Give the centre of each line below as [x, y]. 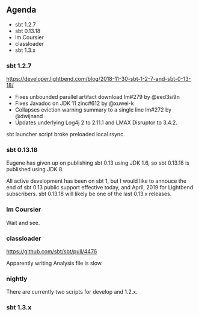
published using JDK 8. [35, 169]
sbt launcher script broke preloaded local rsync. [66, 134]
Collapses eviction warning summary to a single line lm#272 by [93, 110]
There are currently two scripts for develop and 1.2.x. [72, 292]
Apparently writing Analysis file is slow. [55, 263]
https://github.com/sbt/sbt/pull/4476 [52, 251]
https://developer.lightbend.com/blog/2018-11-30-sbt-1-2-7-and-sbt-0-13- [99, 79]
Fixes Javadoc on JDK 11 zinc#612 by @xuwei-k [74, 103]
